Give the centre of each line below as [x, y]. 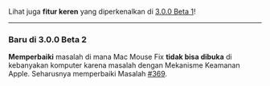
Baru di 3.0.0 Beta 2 [47, 39]
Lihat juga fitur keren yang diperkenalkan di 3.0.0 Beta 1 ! [102, 12]
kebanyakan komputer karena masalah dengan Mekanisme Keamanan [124, 65]
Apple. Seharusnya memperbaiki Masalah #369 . [88, 74]
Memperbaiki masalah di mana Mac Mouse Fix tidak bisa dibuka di [120, 57]
